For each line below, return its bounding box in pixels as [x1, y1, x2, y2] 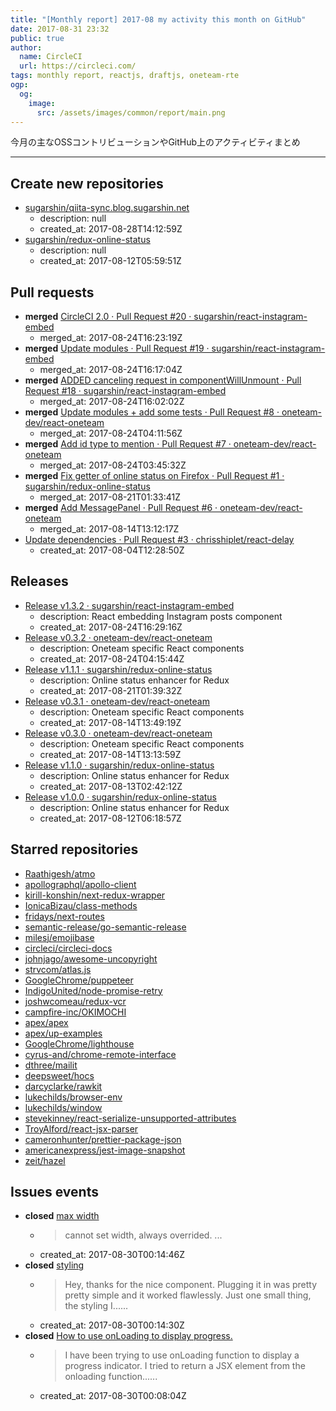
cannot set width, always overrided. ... [64, 1229, 223, 1241]
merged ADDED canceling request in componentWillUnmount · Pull [24, 374, 302, 386]
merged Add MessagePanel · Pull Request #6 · [24, 502, 218, 513]
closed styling [24, 1259, 85, 1271]
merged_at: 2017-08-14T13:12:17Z [39, 523, 180, 535]
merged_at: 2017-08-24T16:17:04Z [39, 364, 183, 375]
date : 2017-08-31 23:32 [10, 24, 110, 34]
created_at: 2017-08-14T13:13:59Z [39, 748, 182, 760]
